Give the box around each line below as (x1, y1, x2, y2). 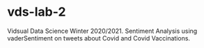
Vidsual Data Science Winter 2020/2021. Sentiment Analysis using (7, 27, 198, 35)
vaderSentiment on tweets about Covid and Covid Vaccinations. (7, 34, 190, 42)
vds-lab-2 (7, 4, 66, 20)
